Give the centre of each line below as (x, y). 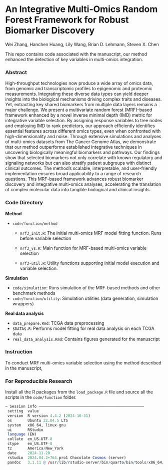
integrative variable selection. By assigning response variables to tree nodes (84, 121)
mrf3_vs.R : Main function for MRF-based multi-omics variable (83, 248)
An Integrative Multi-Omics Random (81, 9)
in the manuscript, (24, 368)
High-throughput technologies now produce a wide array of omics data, (79, 83)
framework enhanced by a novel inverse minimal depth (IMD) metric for (79, 115)
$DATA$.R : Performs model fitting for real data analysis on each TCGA (83, 328)
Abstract (16, 72)
